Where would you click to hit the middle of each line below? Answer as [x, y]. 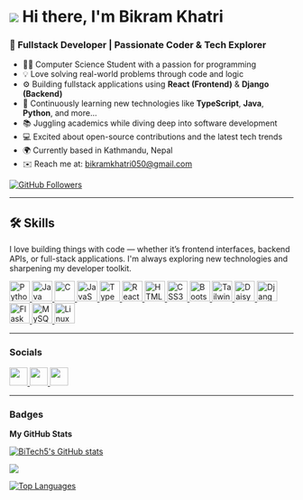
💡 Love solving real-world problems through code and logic [133, 74]
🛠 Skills [32, 223]
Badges [26, 414]
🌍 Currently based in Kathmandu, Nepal [97, 150]
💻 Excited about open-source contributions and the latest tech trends [152, 137]
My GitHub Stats [41, 434]
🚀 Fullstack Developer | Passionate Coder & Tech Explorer [138, 45]
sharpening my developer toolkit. [71, 269]
